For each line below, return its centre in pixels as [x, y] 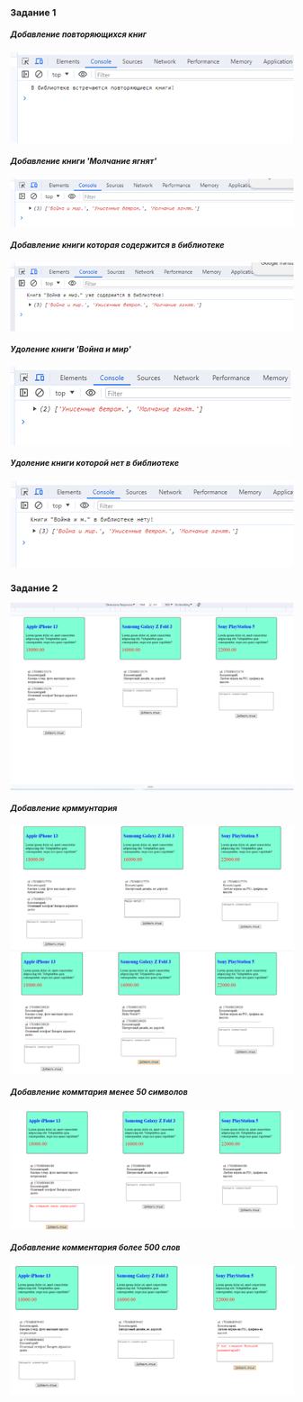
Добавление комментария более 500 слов [95, 1247]
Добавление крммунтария [64, 807]
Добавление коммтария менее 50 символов [99, 1092]
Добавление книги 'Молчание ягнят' [84, 160]
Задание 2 [34, 588]
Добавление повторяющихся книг [79, 34]
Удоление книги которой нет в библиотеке [94, 463]
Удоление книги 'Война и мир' [71, 349]
